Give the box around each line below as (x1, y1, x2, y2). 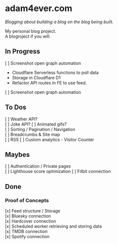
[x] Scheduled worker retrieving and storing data (5, 223, 102, 230)
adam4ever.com (5, 3, 73, 14)
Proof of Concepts (5, 197, 49, 203)
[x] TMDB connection (5, 229, 48, 234)
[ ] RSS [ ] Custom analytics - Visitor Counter (5, 136, 94, 143)
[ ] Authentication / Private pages (5, 163, 71, 169)
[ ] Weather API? (5, 116, 38, 122)
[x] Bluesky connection (5, 213, 51, 219)
